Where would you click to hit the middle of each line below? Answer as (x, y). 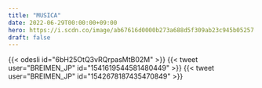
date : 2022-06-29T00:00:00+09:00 (63, 23)
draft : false (29, 37)
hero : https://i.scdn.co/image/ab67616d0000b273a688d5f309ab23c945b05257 (131, 30)
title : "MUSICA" (35, 15)
